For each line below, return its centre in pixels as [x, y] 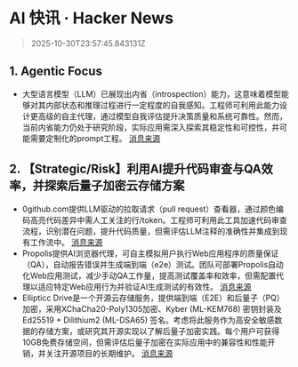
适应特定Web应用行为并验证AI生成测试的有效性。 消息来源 [145, 286]
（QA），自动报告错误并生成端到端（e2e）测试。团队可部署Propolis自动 [153, 264]
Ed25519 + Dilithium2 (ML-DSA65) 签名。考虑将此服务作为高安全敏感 [148, 320]
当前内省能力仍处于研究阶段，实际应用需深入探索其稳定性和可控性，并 [151, 127]
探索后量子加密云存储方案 [114, 186]
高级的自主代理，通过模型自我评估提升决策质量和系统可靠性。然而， [162, 116]
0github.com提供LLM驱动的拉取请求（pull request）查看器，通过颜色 [149, 209]
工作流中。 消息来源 [66, 242]
